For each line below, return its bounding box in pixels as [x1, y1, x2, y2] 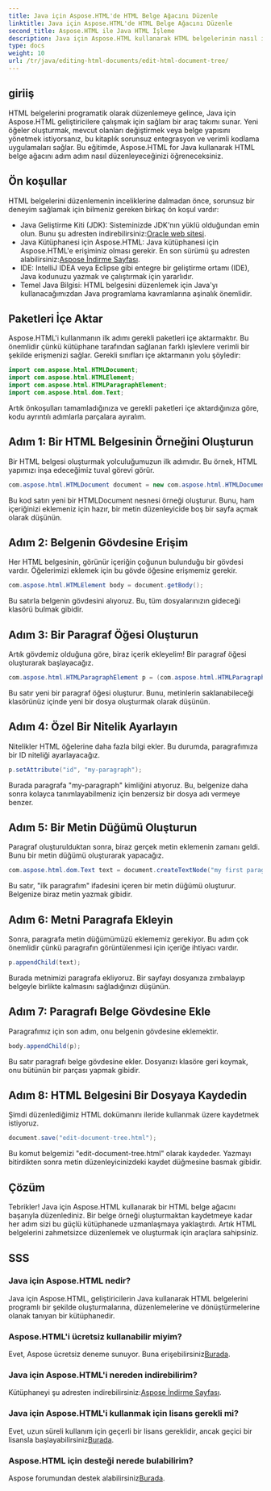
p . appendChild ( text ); [8, 958, 81, 967]
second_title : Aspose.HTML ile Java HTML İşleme [8, 27, 175, 35]
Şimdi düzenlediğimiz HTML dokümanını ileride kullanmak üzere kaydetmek [8, 1110, 260, 1120]
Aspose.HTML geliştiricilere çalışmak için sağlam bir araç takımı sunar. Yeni [8, 116, 259, 126]
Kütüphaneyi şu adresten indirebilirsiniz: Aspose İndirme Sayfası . [8, 1388, 222, 1397]
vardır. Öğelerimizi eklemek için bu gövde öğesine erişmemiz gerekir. [8, 566, 238, 575]
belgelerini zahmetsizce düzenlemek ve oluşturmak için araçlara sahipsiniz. [8, 1228, 259, 1238]
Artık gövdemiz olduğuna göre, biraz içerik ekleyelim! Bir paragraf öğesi [8, 649, 247, 658]
